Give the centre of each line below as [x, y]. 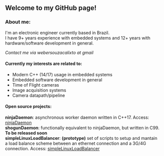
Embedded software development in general [57, 80]
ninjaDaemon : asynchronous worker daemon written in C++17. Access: [77, 117]
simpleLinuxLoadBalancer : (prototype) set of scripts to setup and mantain [81, 138]
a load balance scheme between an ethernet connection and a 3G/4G [76, 143]
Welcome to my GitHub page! [51, 8]
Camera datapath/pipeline [39, 95]
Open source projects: [28, 107]
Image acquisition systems [39, 90]
